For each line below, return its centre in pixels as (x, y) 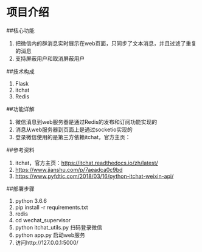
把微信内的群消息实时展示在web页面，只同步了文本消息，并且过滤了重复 (106, 43)
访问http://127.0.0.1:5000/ (47, 242)
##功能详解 (20, 109)
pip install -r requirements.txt (51, 207)
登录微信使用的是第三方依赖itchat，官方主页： (73, 137)
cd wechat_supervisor (43, 220)
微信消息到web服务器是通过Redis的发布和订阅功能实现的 (86, 121)
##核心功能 (20, 30)
